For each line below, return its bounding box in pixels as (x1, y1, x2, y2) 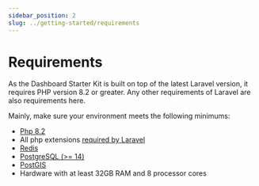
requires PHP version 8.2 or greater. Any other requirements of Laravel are (8, 88, 251, 97)
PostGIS (19, 160, 47, 170)
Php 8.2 (19, 127, 46, 136)
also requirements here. (8, 96, 86, 105)
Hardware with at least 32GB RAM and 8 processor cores (19, 169, 208, 178)
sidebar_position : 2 (8, 11, 77, 20)
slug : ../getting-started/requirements (8, 19, 140, 27)
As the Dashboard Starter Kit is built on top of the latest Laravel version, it (8, 79, 248, 89)
